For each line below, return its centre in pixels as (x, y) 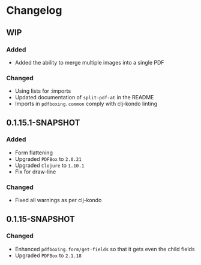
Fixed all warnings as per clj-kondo (58, 200)
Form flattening (34, 153)
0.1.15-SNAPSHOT (40, 219)
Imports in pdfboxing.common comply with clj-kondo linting (86, 104)
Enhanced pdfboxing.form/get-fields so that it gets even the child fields (105, 249)
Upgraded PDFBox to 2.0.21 (48, 159)
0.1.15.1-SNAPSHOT (43, 122)
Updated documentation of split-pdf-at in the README (84, 98)
